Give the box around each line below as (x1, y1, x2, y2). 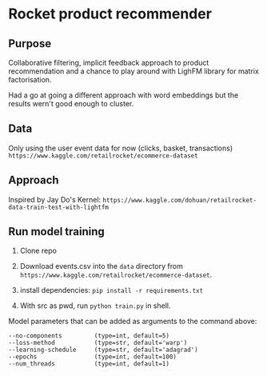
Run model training (8, 225, 106, 238)
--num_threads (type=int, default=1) (8, 360, 170, 368)
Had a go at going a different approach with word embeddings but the (8, 90, 239, 100)
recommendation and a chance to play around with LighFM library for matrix (8, 66, 260, 76)
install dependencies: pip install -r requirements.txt (19, 286, 204, 295)
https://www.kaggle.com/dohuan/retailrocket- (102, 196, 257, 204)
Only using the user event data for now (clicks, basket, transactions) (8, 143, 233, 153)
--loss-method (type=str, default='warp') (8, 339, 188, 347)
